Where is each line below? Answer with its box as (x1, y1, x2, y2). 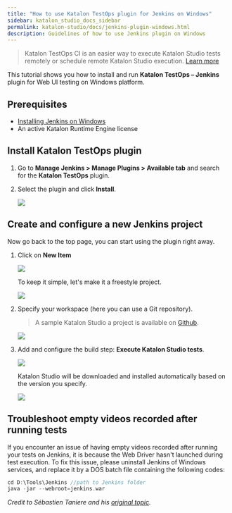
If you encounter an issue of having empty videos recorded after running (7, 443, 218, 451)
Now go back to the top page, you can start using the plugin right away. (7, 237, 215, 245)
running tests (7, 424, 67, 436)
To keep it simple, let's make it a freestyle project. (17, 278, 162, 286)
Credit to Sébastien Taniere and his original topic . (7, 498, 151, 507)
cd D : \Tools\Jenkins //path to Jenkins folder (7, 478, 146, 486)
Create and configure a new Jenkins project (7, 218, 203, 230)
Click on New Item (17, 251, 72, 259)
